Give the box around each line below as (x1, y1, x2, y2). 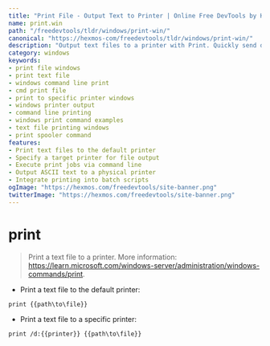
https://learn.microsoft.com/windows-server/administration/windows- (27, 260, 260, 270)
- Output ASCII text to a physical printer (8, 169, 157, 177)
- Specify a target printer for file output (8, 153, 160, 161)
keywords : (8, 57, 42, 65)
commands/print (27, 269, 84, 279)
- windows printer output (8, 101, 95, 109)
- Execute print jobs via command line (8, 161, 142, 169)
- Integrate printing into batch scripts (8, 176, 149, 185)
